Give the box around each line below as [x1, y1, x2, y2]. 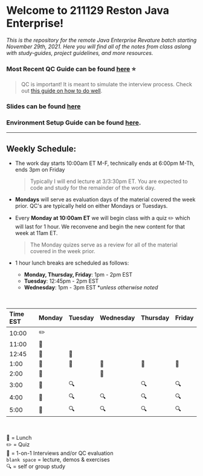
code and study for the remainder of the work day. [30, 184, 156, 191]
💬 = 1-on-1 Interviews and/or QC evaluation [6, 449, 114, 457]
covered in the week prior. [30, 248, 95, 255]
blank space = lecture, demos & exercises [6, 456, 110, 463]
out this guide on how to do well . [21, 87, 103, 94]
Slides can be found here [6, 102, 81, 111]
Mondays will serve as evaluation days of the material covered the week [14, 196, 196, 203]
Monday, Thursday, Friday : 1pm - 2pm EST [24, 271, 133, 278]
